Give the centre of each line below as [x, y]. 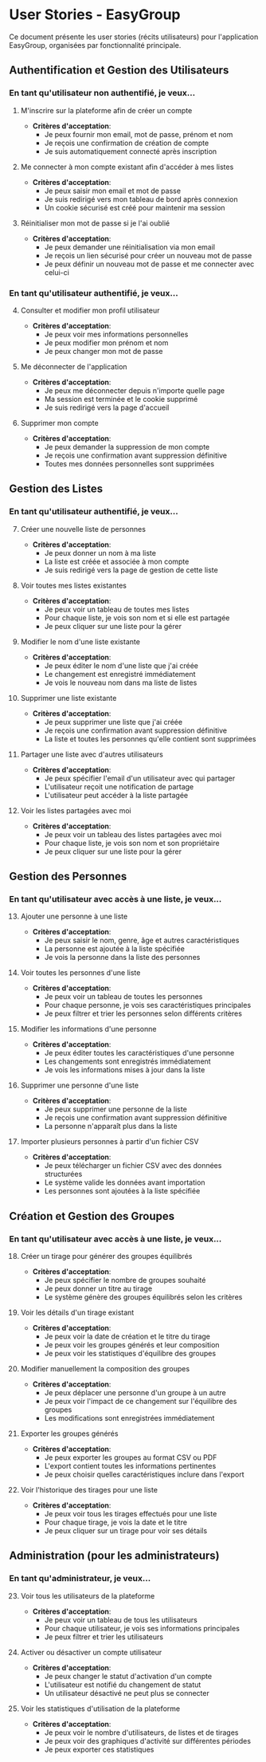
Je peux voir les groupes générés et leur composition [132, 1344]
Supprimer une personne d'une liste [79, 1085]
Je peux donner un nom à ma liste [100, 553]
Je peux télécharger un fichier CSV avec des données [133, 1166]
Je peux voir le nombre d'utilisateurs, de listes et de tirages [141, 1733]
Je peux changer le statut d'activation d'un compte [128, 1676]
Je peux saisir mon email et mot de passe [113, 191]
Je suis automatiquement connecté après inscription [131, 151]
